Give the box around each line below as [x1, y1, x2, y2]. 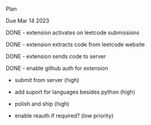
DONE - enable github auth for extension [6, 64, 108, 72]
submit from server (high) [14, 77, 79, 83]
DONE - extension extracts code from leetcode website [6, 41, 145, 48]
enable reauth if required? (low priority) [14, 112, 114, 119]
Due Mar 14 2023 [6, 17, 50, 24]
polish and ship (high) [14, 100, 70, 107]
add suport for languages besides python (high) [14, 88, 136, 96]
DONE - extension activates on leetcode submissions [6, 29, 140, 36]
